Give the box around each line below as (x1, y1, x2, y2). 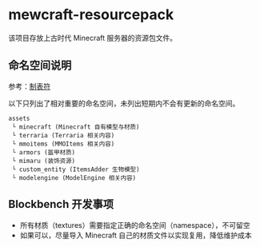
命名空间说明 (8, 58, 72, 73)
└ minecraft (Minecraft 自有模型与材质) (11, 122, 140, 131)
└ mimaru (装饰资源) (11, 157, 76, 165)
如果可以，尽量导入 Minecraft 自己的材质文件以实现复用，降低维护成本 (19, 230, 252, 240)
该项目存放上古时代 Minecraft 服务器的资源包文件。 (8, 33, 178, 42)
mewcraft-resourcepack (8, 6, 174, 24)
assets (8, 114, 30, 122)
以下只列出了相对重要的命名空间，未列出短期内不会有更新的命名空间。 (8, 98, 240, 108)
